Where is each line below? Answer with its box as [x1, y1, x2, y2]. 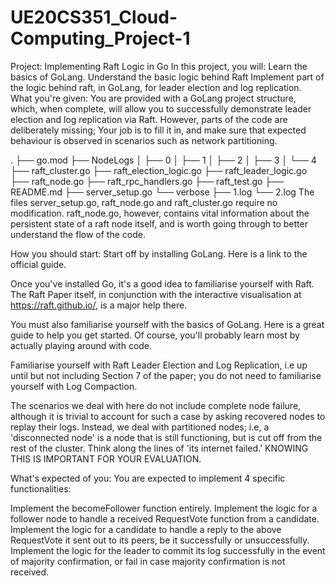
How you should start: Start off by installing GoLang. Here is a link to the [10, 247, 308, 260]
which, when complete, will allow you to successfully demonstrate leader [10, 102, 312, 115]
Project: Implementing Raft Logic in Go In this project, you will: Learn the [10, 60, 308, 72]
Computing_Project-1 [10, 27, 191, 50]
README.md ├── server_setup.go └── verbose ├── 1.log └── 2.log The [10, 186, 315, 198]
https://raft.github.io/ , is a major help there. [10, 299, 188, 311]
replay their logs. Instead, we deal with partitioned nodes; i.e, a [10, 421, 270, 433]
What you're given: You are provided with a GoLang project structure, [10, 92, 297, 104]
